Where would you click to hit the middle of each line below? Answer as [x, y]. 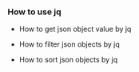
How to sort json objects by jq [68, 60]
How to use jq [34, 12]
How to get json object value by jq [75, 29]
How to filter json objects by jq [69, 44]
